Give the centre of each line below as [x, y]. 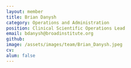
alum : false [21, 56]
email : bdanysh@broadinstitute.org [50, 34]
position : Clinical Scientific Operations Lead [66, 28]
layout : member [25, 12]
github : [16, 39]
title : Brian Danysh [32, 17]
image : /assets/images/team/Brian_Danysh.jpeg [64, 45]
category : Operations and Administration [58, 22]
